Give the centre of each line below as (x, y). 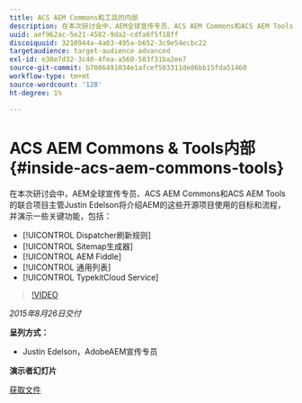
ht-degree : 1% (36, 93)
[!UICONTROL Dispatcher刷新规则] (86, 236)
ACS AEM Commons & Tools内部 (133, 148)
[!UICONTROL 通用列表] (67, 267)
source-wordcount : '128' (56, 85)
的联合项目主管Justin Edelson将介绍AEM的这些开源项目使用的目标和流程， (147, 205)
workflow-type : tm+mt (50, 76)
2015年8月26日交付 (45, 313)
